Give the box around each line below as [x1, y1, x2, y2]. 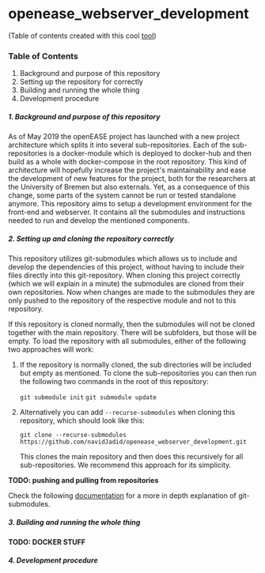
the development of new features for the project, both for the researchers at [8, 174, 256, 183]
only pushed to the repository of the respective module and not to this [8, 296, 237, 305]
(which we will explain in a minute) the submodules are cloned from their [8, 279, 245, 288]
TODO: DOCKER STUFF [8, 537, 86, 547]
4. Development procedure [8, 555, 98, 565]
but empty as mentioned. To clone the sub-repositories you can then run [19, 368, 257, 378]
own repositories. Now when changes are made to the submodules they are [8, 288, 256, 297]
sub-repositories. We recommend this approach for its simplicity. [19, 460, 232, 470]
